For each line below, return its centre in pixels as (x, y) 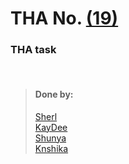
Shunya (50, 138)
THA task (33, 50)
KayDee (51, 127)
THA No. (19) (64, 18)
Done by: (54, 94)
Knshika (51, 148)
